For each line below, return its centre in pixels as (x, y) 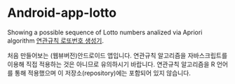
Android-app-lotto (62, 13)
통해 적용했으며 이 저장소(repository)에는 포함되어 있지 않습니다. (103, 73)
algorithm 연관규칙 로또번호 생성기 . (55, 41)
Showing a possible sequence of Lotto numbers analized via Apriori (105, 32)
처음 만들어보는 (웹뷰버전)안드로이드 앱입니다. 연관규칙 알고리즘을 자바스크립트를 (117, 55)
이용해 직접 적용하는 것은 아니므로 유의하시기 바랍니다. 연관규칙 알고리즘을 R (111, 64)
